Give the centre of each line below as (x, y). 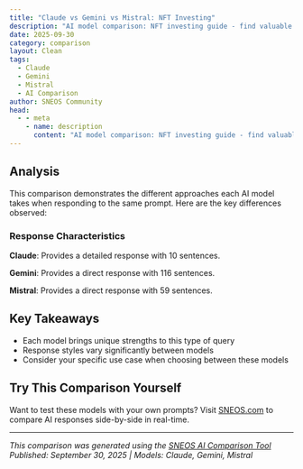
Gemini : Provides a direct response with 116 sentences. (112, 272)
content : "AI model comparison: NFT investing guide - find (148, 135)
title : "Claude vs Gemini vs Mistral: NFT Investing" (113, 18)
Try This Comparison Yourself (96, 388)
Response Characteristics (68, 235)
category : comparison (50, 43)
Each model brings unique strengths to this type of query (129, 340)
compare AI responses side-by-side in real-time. (99, 419)
